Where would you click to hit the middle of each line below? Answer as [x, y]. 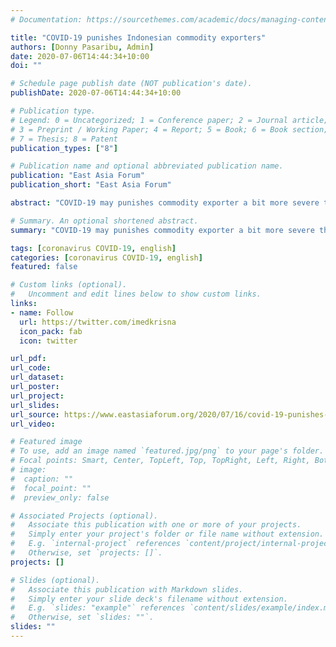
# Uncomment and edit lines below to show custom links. [136, 294]
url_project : [37, 396]
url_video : [33, 424]
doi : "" [26, 66]
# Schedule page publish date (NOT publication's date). [131, 84]
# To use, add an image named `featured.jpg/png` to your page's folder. [167, 451]
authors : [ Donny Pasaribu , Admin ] [82, 47]
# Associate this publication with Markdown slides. [127, 589]
